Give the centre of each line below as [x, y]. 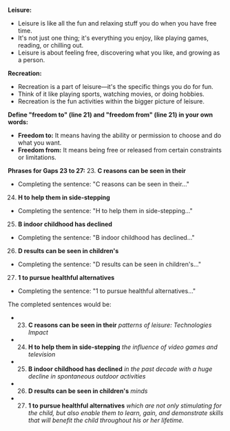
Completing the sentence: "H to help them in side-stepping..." [105, 211]
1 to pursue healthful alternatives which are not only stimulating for [125, 405]
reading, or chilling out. [51, 45]
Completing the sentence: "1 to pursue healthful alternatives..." [107, 291]
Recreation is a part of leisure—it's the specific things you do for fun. [116, 87]
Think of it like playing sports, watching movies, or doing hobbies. [111, 94]
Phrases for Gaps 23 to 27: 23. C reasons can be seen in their [97, 171]
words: [18, 122]
